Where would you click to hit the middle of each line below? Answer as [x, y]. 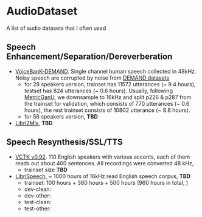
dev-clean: [38, 189]
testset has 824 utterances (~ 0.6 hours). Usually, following [99, 91]
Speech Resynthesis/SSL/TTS [64, 142]
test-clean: [38, 202]
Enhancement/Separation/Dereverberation [89, 57]
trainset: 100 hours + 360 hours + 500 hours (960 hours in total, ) [106, 182]
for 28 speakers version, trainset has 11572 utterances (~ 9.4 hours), [110, 84]
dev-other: [37, 195]
